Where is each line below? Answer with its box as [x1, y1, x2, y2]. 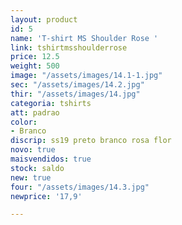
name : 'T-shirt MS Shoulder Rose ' [10, 33, 159, 43]
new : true [10, 172, 52, 183]
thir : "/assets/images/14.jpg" [10, 89, 141, 99]
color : [10, 117, 38, 127]
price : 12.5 [10, 52, 60, 62]
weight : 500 [10, 61, 60, 71]
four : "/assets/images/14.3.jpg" [10, 182, 150, 192]
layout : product [10, 14, 78, 25]
